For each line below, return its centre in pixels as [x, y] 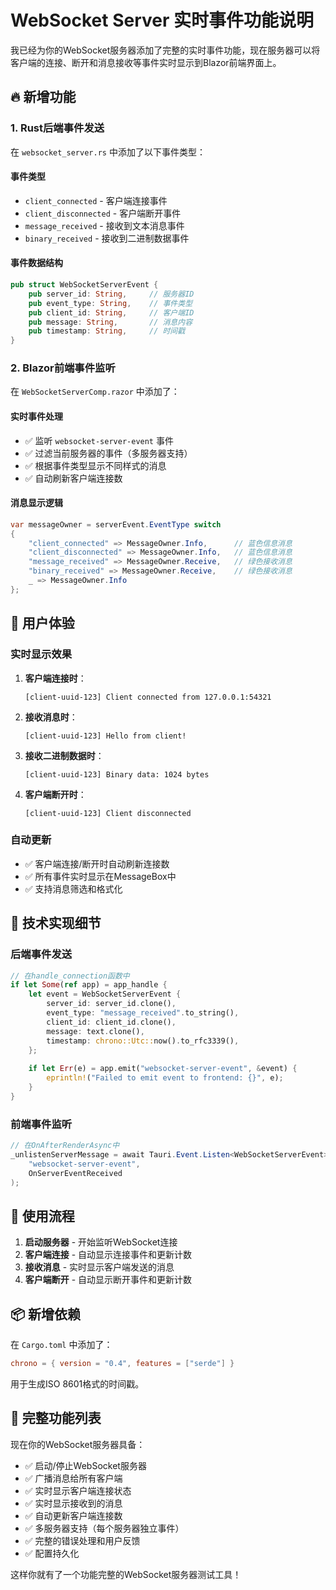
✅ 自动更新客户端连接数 [73, 1515]
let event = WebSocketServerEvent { [105, 994]
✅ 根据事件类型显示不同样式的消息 [95, 465]
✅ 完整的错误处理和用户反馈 [82, 1540]
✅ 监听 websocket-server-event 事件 [99, 440]
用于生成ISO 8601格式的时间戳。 [77, 1383]
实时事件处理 [36, 417]
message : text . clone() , [95, 1031]
